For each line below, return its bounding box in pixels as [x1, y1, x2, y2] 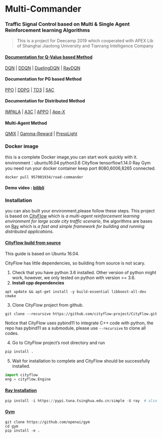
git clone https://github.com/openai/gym [5, 420, 90, 424]
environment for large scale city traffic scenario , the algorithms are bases [5, 218, 153, 224]
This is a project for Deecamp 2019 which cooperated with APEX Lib [16, 38, 154, 44]
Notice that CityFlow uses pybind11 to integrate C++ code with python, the [5, 320, 154, 326]
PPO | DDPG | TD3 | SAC [5, 87, 54, 93]
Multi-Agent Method [5, 120, 47, 126]
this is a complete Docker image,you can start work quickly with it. [5, 154, 138, 160]
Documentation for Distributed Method [5, 98, 85, 104]
